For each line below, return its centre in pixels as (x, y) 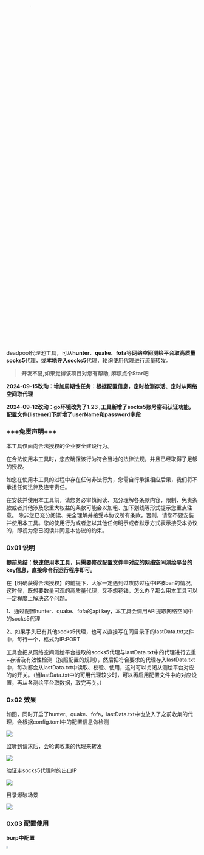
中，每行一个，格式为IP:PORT (43, 639)
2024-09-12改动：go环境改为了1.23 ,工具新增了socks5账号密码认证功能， (100, 407)
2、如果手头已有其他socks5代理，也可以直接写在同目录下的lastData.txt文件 (100, 631)
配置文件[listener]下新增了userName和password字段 (74, 414)
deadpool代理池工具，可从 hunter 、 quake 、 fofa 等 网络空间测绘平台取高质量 (101, 353)
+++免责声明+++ (32, 431)
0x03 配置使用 (28, 823)
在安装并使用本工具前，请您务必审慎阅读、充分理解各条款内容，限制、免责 (99, 500)
